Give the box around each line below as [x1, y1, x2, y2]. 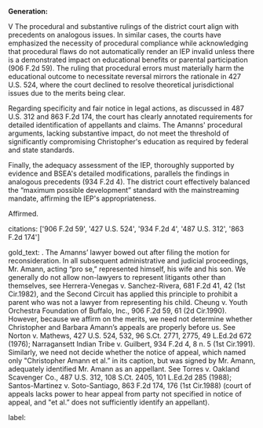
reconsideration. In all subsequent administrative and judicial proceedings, [8, 256, 249, 265]
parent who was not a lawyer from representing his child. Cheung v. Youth [8, 298, 248, 306]
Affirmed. [8, 209, 39, 218]
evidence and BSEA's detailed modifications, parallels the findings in [8, 169, 230, 178]
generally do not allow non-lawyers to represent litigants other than [8, 273, 226, 281]
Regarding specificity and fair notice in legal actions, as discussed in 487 [8, 103, 245, 113]
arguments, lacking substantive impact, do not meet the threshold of [8, 129, 229, 138]
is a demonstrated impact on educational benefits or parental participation [8, 55, 249, 64]
